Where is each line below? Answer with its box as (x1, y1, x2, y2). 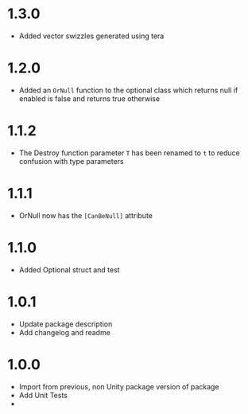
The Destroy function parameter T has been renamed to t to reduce (18, 148, 240, 158)
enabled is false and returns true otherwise (18, 93, 161, 103)
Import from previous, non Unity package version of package (18, 381, 219, 391)
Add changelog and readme (18, 327, 110, 337)
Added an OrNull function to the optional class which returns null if (18, 85, 238, 95)
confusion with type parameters (18, 156, 124, 166)
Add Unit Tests (18, 390, 68, 400)
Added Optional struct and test (18, 264, 120, 275)
